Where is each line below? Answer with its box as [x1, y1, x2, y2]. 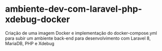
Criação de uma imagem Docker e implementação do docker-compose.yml [5, 30, 157, 36]
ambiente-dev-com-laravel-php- [5, 3, 142, 15]
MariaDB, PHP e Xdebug [5, 40, 55, 46]
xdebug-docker [5, 14, 70, 25]
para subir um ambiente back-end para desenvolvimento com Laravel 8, [5, 35, 151, 41]
